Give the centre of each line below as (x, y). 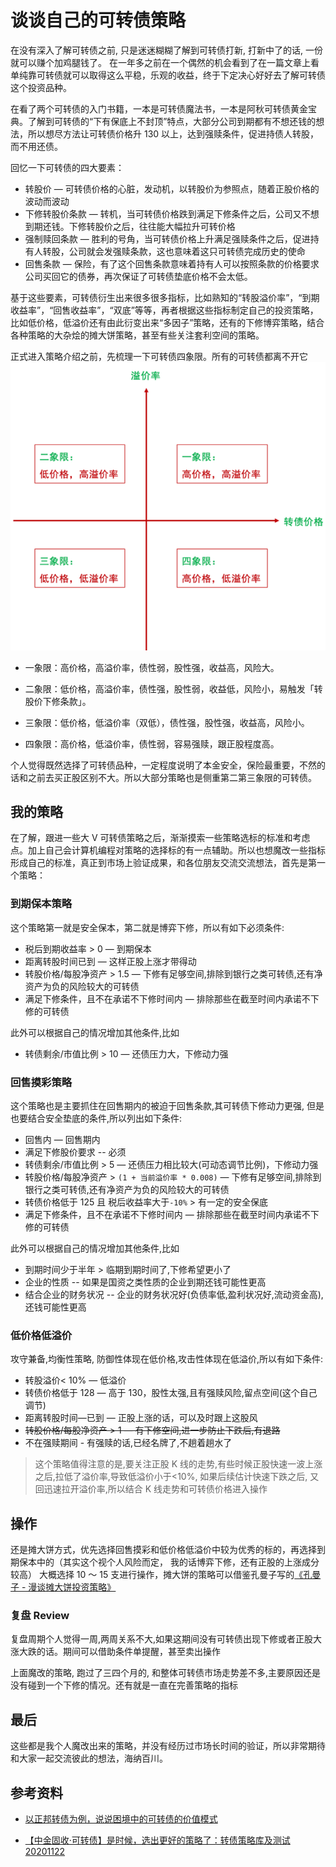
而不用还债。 (36, 146)
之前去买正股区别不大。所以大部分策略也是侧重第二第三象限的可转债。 (172, 777)
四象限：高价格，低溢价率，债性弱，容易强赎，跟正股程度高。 (152, 743)
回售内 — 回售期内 (62, 1140)
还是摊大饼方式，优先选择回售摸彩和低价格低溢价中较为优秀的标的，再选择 (163, 1550)
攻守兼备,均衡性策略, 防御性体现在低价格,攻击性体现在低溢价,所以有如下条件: (167, 1359)
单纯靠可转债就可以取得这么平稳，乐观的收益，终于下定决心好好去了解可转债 (168, 75)
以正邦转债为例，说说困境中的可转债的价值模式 (121, 1819)
